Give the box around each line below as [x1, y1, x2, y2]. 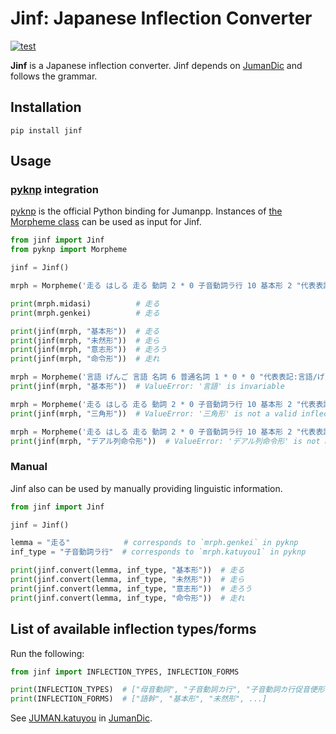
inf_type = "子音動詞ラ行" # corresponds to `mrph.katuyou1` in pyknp [10, 547, 307, 557]
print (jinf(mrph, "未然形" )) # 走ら [10, 335, 160, 346]
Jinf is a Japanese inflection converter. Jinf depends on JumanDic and [10, 59, 303, 71]
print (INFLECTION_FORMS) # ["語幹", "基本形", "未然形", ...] [10, 694, 268, 704]
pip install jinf [10, 125, 83, 136]
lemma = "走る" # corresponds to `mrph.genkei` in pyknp [10, 538, 299, 548]
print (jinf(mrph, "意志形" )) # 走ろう [10, 345, 168, 355]
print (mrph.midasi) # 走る [10, 298, 160, 309]
